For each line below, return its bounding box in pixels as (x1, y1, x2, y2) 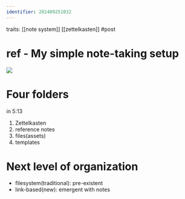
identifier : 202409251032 (6, 8, 71, 15)
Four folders (6, 87, 69, 101)
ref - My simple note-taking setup (6, 47, 180, 60)
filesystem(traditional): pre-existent (15, 180, 103, 187)
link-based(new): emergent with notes (15, 186, 111, 194)
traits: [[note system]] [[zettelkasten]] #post (6, 25, 116, 33)
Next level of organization (6, 160, 138, 173)
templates (15, 139, 41, 146)
